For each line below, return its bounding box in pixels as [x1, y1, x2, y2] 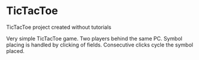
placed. [6, 47, 25, 54]
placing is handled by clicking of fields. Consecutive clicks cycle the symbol [6, 41, 193, 48]
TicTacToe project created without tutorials [6, 24, 112, 31]
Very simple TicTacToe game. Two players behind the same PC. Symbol [6, 35, 182, 42]
